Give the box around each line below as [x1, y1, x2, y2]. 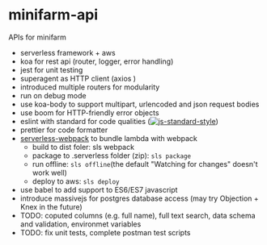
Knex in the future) [19, 201, 83, 211]
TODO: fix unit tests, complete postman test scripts [19, 227, 192, 237]
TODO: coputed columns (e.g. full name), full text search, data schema [19, 210, 256, 220]
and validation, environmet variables [19, 219, 142, 229]
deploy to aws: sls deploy [32, 176, 120, 186]
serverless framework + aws [19, 48, 116, 57]
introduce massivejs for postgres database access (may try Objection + [19, 193, 259, 203]
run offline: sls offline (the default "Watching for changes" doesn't [32, 159, 258, 168]
